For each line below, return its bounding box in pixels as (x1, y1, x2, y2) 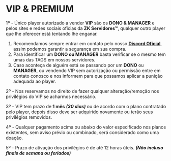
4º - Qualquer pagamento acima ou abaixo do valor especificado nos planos (6, 124, 166, 130)
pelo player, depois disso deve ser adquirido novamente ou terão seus (6, 109, 153, 115)
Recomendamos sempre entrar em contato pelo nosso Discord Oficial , (13, 40, 162, 46)
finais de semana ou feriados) (6, 150, 71, 156)
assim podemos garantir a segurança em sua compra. (13, 46, 127, 52)
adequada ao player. (13, 78, 56, 84)
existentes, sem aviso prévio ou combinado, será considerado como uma (6, 129, 159, 135)
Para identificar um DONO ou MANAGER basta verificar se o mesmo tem (13, 51, 166, 57)
